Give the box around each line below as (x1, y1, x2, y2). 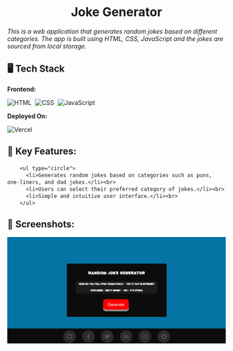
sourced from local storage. (7, 42, 87, 50)
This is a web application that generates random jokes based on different (7, 27, 218, 35)
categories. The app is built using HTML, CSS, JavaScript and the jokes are (7, 34, 224, 42)
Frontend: (7, 85, 37, 93)
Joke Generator (70, 4, 163, 20)
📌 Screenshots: (7, 218, 75, 230)
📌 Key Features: (7, 145, 77, 157)
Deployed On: (7, 112, 48, 120)
